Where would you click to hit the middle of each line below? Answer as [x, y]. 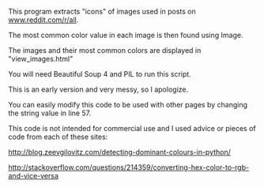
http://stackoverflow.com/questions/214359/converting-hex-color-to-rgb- [129, 167]
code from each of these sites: [58, 137]
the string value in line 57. [50, 113]
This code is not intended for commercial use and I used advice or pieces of [132, 128]
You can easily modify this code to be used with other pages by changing [128, 105]
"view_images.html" [41, 59]
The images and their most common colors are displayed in [105, 50]
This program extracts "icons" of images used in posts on [102, 11]
